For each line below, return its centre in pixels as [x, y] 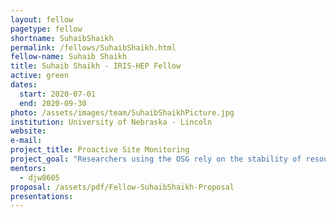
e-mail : [26, 141]
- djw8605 [39, 177]
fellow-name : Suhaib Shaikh [69, 57]
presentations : [42, 196]
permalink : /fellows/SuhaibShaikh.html [93, 47]
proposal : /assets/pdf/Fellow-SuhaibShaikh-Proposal [122, 187]
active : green [40, 76]
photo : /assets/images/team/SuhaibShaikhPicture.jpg [122, 112]
